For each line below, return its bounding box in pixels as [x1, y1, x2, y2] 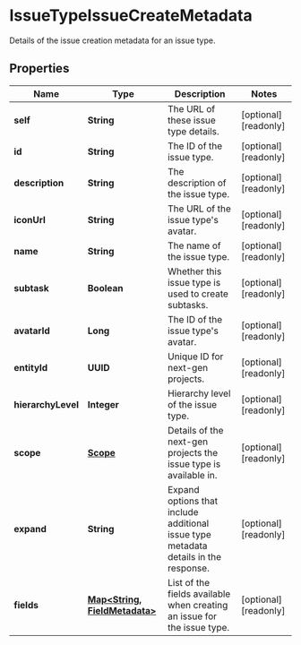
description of [167, 176, 227, 189]
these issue [167, 114, 217, 126]
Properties [9, 61, 70, 76]
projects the [167, 446, 219, 459]
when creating [167, 598, 228, 611]
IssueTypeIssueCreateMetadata [9, 5, 253, 26]
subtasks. [167, 298, 209, 311]
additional [167, 517, 210, 529]
